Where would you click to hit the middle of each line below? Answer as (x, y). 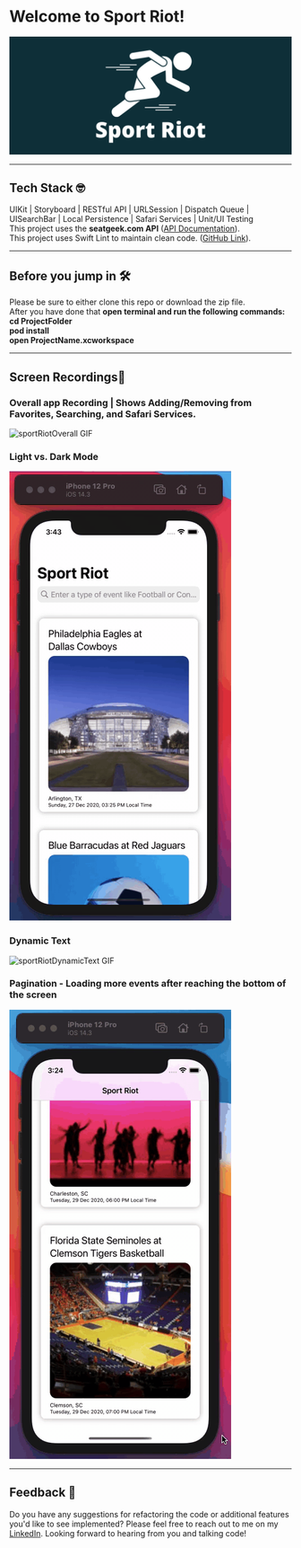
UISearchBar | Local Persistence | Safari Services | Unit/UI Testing (131, 219)
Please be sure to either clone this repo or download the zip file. (127, 302)
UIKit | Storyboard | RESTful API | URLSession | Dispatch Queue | (129, 209)
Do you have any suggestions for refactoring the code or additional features (149, 1514)
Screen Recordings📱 (68, 377)
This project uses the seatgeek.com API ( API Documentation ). (125, 229)
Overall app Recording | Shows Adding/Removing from (131, 402)
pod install (29, 331)
